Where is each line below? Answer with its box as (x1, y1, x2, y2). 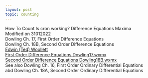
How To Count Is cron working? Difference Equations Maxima (5, 25, 132, 31)
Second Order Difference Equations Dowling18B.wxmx (5, 57, 117, 63)
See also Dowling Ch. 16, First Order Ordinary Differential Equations (5, 62, 144, 68)
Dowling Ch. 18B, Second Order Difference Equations (5, 41, 115, 47)
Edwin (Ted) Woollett (5, 46, 48, 52)
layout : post (5, 7, 32, 12)
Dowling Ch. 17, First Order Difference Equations (5, 36, 104, 42)
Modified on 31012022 (5, 31, 51, 37)
